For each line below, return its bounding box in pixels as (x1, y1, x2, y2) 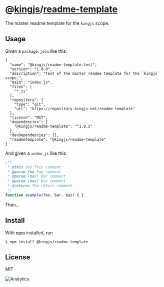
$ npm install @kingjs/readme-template (5, 239, 88, 244)
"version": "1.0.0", (9, 66, 52, 71)
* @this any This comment (7, 164, 61, 169)
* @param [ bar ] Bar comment (7, 174, 66, 179)
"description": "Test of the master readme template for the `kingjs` (9, 71, 160, 76)
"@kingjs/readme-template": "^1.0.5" (14, 124, 93, 129)
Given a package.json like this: (5, 48, 67, 54)
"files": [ (9, 84, 32, 89)
